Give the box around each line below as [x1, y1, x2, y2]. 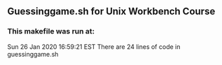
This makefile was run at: [7, 27, 95, 36]
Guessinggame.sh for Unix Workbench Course [7, 6, 216, 17]
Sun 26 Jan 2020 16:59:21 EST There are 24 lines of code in [7, 42, 181, 51]
